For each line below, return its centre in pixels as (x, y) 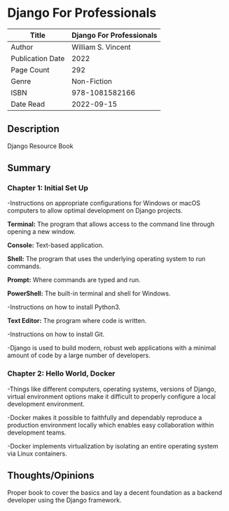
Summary (29, 168)
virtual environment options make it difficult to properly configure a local (111, 396)
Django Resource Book (40, 146)
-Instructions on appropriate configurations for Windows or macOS (104, 203)
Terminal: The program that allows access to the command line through (111, 224)
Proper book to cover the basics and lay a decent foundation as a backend (115, 492)
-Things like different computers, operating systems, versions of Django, (112, 389)
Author (22, 47)
